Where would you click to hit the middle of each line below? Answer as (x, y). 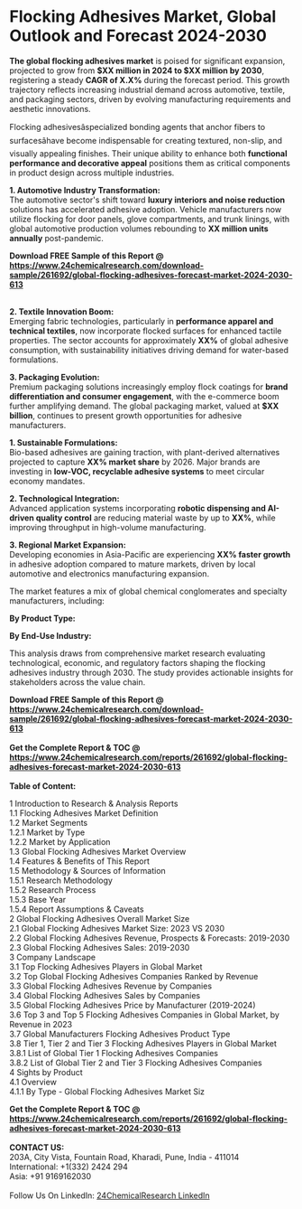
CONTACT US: (37, 1147)
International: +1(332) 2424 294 (69, 1167)
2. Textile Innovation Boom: (62, 311)
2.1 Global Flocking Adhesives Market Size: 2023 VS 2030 (117, 928)
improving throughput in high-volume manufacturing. (108, 527)
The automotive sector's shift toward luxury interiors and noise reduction (147, 200)
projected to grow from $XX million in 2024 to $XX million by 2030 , (137, 70)
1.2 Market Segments (49, 822)
